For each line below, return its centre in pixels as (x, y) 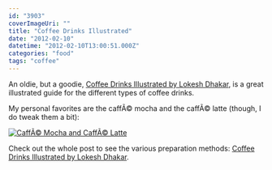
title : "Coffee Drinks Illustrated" (70, 31)
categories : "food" (41, 53)
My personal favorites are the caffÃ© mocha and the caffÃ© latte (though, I (135, 108)
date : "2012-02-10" (41, 38)
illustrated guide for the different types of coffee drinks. (101, 92)
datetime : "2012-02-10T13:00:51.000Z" (74, 46)
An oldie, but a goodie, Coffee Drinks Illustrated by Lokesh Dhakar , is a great (136, 84)
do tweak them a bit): (44, 117)
